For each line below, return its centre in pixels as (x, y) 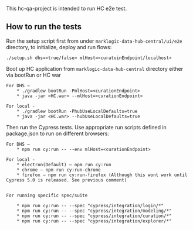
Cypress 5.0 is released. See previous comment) (67, 180)
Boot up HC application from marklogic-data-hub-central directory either (95, 68)
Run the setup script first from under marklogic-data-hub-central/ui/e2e (94, 41)
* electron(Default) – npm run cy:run (64, 164)
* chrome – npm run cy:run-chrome (59, 170)
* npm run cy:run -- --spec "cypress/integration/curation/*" (94, 216)
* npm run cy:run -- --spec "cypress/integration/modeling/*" (94, 211)
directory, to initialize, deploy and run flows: (59, 47)
